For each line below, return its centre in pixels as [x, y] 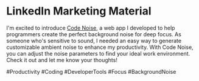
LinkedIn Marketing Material [79, 11]
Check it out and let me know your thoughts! [62, 60]
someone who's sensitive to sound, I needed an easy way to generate [94, 40]
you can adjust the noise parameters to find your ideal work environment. [98, 53]
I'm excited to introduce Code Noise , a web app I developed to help [91, 28]
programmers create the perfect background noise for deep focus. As [94, 34]
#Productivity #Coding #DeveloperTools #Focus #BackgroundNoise [91, 71]
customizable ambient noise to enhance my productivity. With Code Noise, [100, 47]
